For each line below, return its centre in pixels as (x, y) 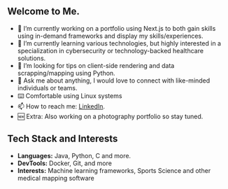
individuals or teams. (48, 87)
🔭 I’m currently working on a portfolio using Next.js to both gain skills (116, 28)
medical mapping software (56, 178)
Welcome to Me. (44, 12)
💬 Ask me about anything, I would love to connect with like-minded (114, 80)
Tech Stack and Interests (63, 139)
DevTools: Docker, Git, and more (64, 163)
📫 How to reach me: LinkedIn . (61, 106)
